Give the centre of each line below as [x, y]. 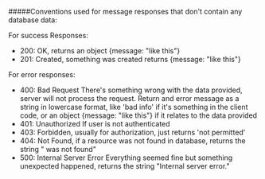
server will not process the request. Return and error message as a [129, 98]
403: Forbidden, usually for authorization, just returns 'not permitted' [132, 132]
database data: [33, 20]
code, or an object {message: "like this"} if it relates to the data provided [138, 115]
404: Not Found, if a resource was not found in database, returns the [132, 141]
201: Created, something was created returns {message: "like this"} [130, 59]
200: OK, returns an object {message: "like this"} [100, 51]
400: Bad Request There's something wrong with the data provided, [131, 90]
